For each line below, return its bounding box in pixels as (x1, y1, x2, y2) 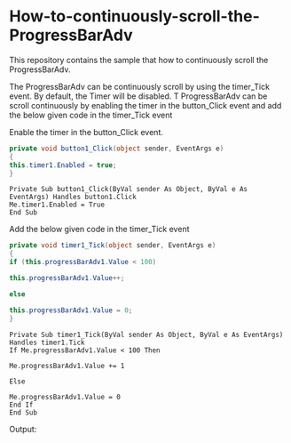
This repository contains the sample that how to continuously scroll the (9, 54, 269, 65)
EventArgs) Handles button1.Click (9, 193, 138, 202)
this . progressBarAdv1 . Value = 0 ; (9, 305, 133, 315)
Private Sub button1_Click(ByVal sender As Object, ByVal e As (9, 185, 248, 194)
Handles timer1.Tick (9, 338, 86, 347)
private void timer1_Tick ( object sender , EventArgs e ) (9, 241, 216, 250)
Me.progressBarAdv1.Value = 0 (9, 392, 122, 401)
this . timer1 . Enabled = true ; (9, 160, 117, 170)
